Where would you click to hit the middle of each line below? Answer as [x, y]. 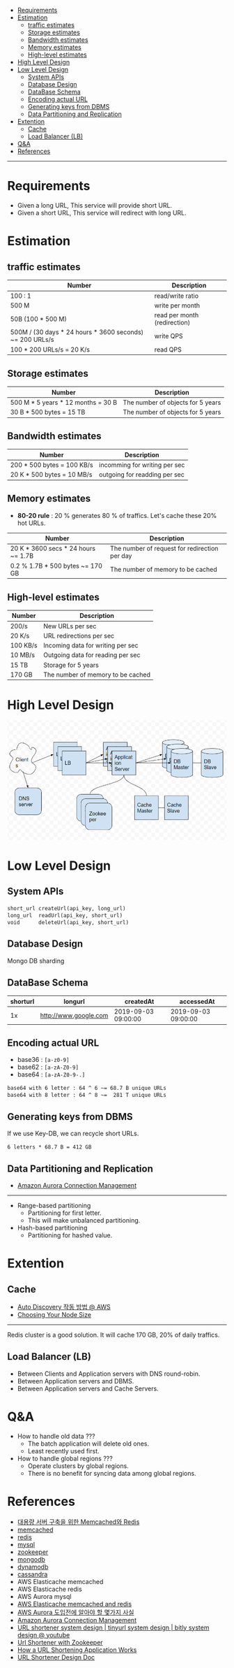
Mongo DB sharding [36, 961]
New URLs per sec [70, 626]
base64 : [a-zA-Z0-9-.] [51, 1074]
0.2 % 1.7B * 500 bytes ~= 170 [56, 566]
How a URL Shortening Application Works [77, 1650]
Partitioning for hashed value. [70, 1235]
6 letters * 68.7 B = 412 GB [49, 1147]
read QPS [168, 350]
